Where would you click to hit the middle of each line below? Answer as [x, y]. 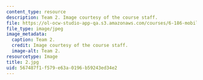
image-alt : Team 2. [36, 51]
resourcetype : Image [32, 57]
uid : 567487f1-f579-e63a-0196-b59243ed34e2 [62, 68]
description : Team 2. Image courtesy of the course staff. [82, 17]
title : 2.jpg [23, 62]
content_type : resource [36, 12]
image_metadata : [27, 34]
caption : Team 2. [34, 40]
